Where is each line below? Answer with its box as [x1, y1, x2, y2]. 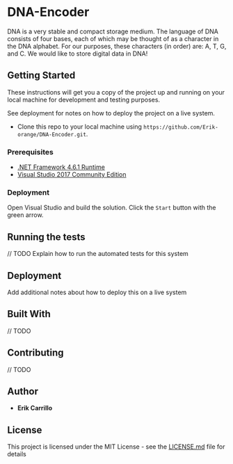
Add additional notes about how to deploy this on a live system [7, 288, 187, 296]
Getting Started [7, 70, 76, 81]
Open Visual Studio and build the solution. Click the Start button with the [7, 203, 216, 212]
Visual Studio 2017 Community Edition [17, 170, 127, 179]
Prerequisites [7, 147, 54, 157]
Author [7, 385, 38, 397]
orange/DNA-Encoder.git [17, 131, 87, 138]
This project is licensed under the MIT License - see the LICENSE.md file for [7, 442, 225, 451]
